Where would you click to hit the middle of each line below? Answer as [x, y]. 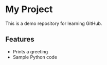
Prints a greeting [30, 51]
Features [20, 39]
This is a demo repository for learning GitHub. [54, 23]
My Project [29, 9]
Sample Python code [35, 57]
